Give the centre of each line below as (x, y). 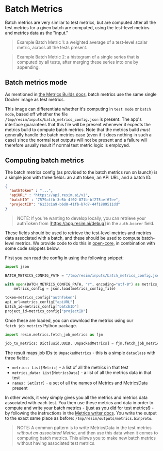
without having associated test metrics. (56, 443)
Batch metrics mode (36, 83)
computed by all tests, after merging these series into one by (78, 62)
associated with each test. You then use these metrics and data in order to (79, 402)
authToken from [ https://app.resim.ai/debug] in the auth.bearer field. (86, 223)
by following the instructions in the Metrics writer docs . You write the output (81, 413)
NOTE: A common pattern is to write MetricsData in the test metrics (84, 428)
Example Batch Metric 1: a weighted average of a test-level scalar (82, 42)
